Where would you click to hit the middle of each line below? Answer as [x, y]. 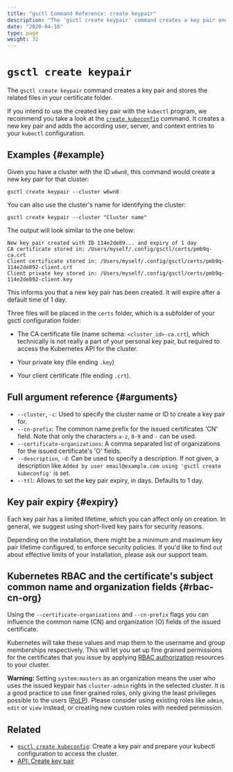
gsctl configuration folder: [44, 320]
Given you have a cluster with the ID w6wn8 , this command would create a [111, 171]
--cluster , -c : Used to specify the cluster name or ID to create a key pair [121, 414]
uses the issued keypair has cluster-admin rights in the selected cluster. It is [116, 686]
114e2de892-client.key [40, 279]
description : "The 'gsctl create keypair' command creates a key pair [111, 20]
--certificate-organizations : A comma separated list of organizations [119, 443]
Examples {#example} [56, 155]
